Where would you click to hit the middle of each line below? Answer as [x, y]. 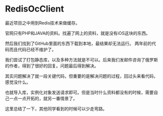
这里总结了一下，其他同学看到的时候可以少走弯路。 [56, 109]
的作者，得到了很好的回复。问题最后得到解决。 [52, 66]
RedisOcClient [34, 9]
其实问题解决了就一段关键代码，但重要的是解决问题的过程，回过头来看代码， [81, 76]
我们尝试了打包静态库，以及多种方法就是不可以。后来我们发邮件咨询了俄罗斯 [81, 59]
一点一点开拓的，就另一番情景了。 [43, 98]
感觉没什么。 [18, 82]
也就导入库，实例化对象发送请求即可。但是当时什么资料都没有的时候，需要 [79, 92]
